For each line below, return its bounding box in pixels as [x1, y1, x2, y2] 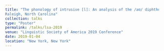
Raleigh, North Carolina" [5, 12, 58, 17]
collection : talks [5, 16, 42, 21]
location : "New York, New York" [5, 39, 71, 44]
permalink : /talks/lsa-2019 [5, 25, 62, 30]
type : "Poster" [5, 20, 36, 26]
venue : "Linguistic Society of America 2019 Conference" [5, 30, 123, 34]
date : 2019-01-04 [5, 34, 41, 39]
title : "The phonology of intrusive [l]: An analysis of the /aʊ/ [5, 7, 143, 12]
